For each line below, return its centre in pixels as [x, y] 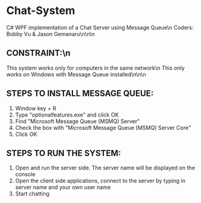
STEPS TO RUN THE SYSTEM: [64, 153]
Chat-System [41, 11]
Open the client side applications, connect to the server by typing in [100, 181]
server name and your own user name [63, 187]
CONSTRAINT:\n [39, 53]
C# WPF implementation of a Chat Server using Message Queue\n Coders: [100, 27]
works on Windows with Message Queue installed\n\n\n [76, 74]
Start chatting [32, 194]
